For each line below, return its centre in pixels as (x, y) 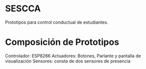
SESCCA (23, 9)
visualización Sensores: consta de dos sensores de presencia (68, 61)
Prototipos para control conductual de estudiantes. (57, 22)
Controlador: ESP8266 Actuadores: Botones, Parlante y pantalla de (73, 56)
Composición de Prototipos (62, 42)
